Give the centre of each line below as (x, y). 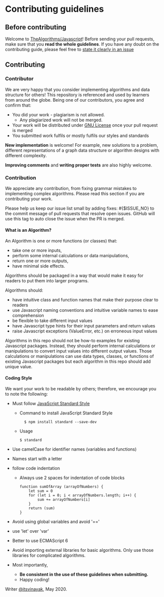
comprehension (28, 316)
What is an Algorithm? (28, 230)
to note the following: (27, 394)
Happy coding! (34, 580)
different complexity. (26, 155)
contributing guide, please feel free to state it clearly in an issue (69, 49)
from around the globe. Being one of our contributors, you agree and (74, 100)
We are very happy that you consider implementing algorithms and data (78, 89)
